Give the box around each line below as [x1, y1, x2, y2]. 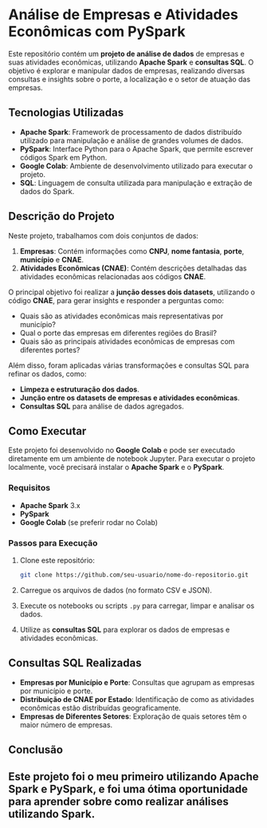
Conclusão [8, 743, 64, 757]
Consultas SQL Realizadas [8, 656, 142, 670]
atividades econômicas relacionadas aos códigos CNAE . [19, 271, 206, 281]
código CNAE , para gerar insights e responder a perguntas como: [8, 295, 225, 305]
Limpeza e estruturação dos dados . [19, 384, 139, 394]
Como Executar [8, 424, 87, 438]
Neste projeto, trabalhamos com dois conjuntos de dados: [8, 231, 199, 240]
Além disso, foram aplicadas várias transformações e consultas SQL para [8, 361, 249, 370]
